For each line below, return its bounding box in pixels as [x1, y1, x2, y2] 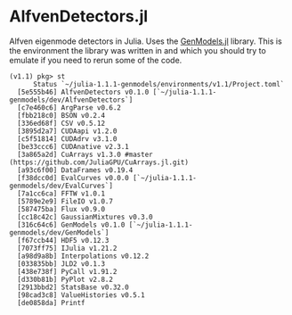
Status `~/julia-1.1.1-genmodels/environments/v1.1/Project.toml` [32, 79, 285, 88]
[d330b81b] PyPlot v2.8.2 [17, 275, 114, 284]
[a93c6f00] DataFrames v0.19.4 [17, 165, 134, 175]
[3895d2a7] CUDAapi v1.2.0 [17, 127, 118, 136]
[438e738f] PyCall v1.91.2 [17, 267, 118, 276]
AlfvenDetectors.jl [9, 6, 149, 27]
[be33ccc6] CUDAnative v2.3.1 [17, 142, 129, 151]
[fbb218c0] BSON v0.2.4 [17, 111, 105, 120]
